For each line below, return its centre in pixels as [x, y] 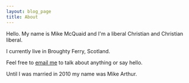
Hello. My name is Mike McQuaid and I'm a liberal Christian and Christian [95, 33]
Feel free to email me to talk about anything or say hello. [74, 63]
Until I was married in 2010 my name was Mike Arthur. [72, 74]
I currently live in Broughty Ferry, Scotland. [58, 51]
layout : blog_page [29, 11]
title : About [22, 17]
